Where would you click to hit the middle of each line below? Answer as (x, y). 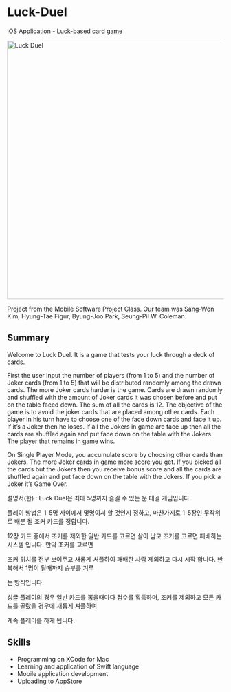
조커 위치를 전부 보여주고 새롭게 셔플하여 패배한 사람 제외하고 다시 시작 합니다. (112, 559)
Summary (29, 338)
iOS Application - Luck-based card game (65, 31)
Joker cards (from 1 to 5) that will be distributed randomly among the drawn (114, 383)
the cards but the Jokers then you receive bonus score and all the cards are (114, 469)
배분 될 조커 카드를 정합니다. (52, 521)
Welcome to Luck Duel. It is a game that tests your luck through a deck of (111, 354)
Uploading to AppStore (49, 681)
